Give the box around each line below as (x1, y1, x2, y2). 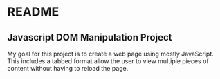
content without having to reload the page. (7, 65, 129, 72)
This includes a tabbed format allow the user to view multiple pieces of (7, 57, 209, 65)
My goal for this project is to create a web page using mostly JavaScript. (7, 49, 214, 58)
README (7, 4, 59, 20)
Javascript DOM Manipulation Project (7, 32, 172, 43)
